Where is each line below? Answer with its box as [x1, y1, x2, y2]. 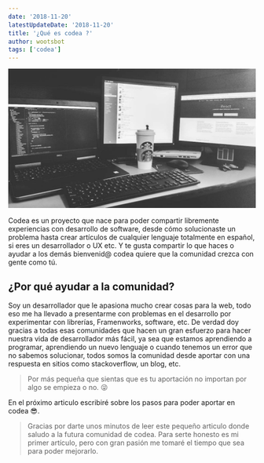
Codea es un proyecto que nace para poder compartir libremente [8, 216, 220, 225]
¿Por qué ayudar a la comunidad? [8, 280, 175, 293]
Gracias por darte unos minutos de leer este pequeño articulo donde [27, 421, 250, 431]
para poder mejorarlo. [27, 447, 98, 456]
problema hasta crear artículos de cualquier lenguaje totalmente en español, [8, 232, 255, 242]
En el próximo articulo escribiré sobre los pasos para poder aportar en [8, 398, 236, 407]
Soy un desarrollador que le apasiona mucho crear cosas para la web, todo [8, 301, 251, 310]
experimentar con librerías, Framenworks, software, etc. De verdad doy [8, 318, 240, 327]
